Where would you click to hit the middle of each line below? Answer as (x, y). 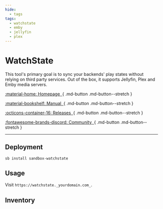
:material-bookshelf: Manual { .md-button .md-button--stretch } (69, 103)
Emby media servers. (26, 84)
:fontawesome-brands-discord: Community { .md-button (62, 122)
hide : (10, 9)
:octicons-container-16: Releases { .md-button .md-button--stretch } (74, 113)
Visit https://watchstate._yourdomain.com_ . (49, 185)
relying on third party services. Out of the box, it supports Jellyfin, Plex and (80, 79)
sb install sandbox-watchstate (37, 158)
